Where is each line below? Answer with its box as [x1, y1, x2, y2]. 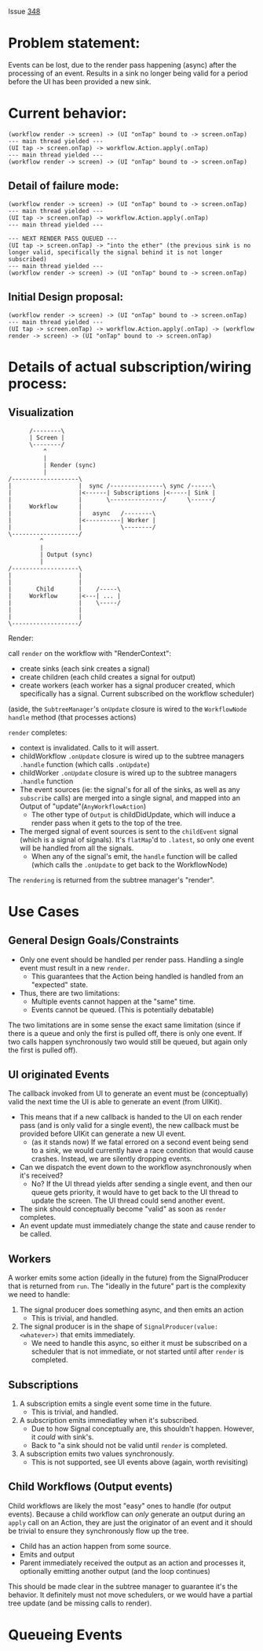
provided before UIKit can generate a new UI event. [19, 1129, 186, 1139]
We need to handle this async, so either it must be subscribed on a [31, 1339, 247, 1348]
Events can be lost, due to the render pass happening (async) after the [8, 60, 237, 69]
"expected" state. [31, 979, 89, 989]
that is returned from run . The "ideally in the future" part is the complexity [8, 1281, 247, 1291]
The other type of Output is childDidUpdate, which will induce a [31, 809, 236, 819]
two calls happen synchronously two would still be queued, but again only [8, 1037, 248, 1046]
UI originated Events [8, 1067, 110, 1081]
